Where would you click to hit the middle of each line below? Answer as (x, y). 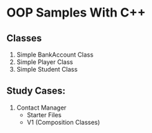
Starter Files (44, 114)
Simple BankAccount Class (55, 54)
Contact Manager (41, 108)
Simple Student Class (47, 69)
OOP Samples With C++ (76, 13)
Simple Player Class (45, 62)
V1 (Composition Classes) (64, 122)
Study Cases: (36, 91)
